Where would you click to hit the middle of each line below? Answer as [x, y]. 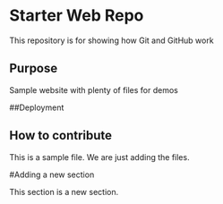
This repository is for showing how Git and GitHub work [111, 40]
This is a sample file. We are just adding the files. [99, 157]
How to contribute [61, 136]
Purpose [34, 68]
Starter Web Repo [77, 16]
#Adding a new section [52, 174]
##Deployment [37, 107]
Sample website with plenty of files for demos [94, 89]
